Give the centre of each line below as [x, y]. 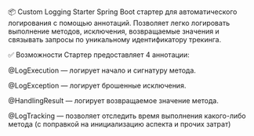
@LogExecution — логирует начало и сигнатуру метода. [102, 70]
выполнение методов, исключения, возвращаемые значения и [114, 31]
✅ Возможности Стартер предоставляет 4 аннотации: [99, 55]
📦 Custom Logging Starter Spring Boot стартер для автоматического [123, 12]
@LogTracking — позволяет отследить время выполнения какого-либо [127, 116]
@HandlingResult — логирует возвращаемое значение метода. [114, 100]
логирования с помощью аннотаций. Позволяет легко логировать [119, 23]
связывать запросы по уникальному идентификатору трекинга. [115, 39]
